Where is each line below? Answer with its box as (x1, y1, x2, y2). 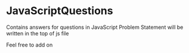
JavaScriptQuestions (6, 4, 113, 18)
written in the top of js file (6, 29, 69, 37)
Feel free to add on (6, 41, 53, 48)
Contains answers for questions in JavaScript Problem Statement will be (6, 24, 184, 31)
